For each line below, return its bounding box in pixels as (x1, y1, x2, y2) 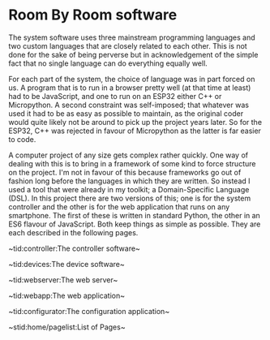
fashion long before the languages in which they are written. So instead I (8, 176, 251, 186)
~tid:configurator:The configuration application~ (8, 306, 170, 316)
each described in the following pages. (8, 227, 139, 237)
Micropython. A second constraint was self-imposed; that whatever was (8, 100, 250, 110)
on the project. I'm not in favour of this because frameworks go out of (8, 167, 242, 177)
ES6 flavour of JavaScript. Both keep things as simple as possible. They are (8, 219, 261, 229)
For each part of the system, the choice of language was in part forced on (8, 74, 255, 84)
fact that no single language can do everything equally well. (8, 58, 208, 68)
